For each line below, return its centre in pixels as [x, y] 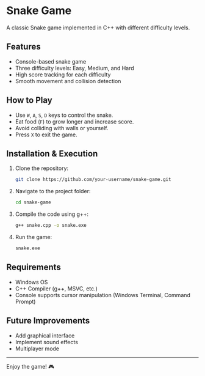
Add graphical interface [45, 335]
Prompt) [25, 301]
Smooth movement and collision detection [68, 81]
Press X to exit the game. [46, 135]
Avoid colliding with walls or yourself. [62, 128]
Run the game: [34, 237]
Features [23, 47]
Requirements [34, 267]
